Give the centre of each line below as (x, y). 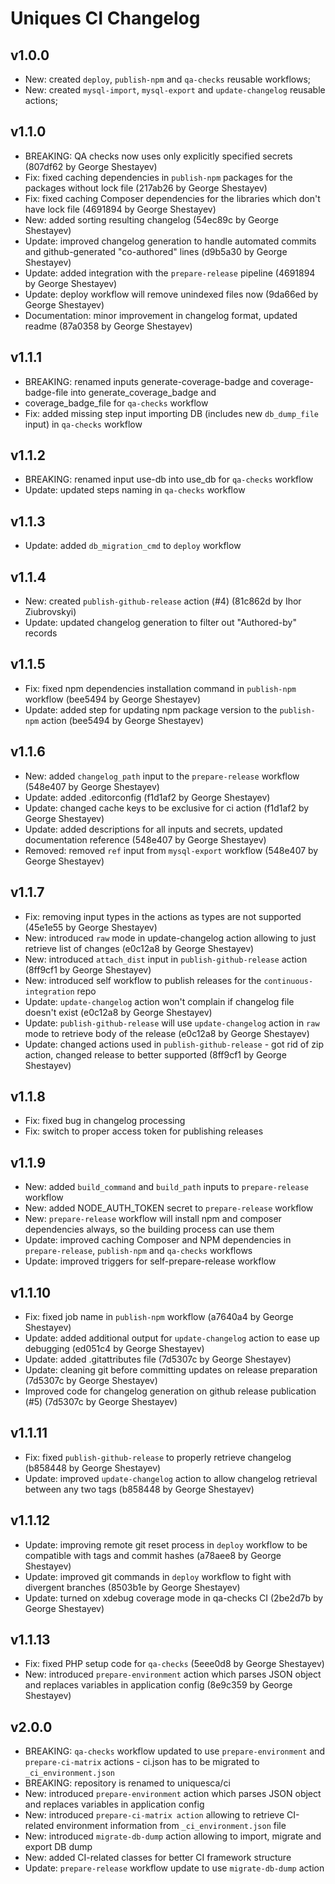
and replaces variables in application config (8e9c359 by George (158, 1685)
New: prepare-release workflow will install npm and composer (153, 1219)
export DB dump (58, 1847)
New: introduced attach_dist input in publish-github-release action (166, 959)
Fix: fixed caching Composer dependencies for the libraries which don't (172, 198)
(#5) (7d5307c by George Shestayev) (101, 1401)
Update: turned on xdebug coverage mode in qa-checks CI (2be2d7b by (174, 1598)
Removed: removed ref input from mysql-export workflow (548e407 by (171, 850)
